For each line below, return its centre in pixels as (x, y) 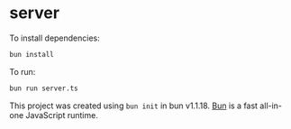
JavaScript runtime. (62, 115)
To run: (23, 71)
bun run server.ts (44, 88)
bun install (32, 54)
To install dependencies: (55, 38)
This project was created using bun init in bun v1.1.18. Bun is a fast (134, 106)
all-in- (271, 106)
